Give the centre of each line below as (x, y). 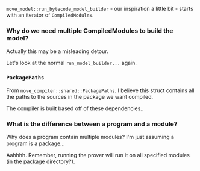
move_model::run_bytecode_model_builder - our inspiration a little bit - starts (100, 9)
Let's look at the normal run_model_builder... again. (72, 63)
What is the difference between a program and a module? (92, 124)
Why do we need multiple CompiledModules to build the (90, 31)
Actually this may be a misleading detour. (57, 51)
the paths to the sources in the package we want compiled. (80, 96)
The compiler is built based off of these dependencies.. (75, 108)
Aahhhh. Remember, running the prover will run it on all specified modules (98, 155)
